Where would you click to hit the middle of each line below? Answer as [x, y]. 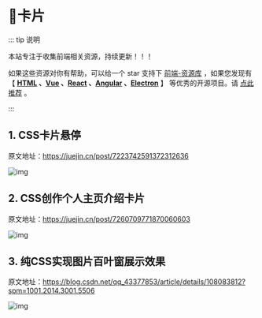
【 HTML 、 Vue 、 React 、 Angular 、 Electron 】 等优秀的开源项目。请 [123, 83]
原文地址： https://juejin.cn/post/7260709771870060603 [99, 219]
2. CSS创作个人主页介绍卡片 [77, 198]
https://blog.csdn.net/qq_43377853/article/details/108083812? [144, 282]
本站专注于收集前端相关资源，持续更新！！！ [81, 56]
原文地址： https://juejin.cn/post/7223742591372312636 [98, 155]
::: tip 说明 [24, 39]
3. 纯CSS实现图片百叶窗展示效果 [87, 261]
